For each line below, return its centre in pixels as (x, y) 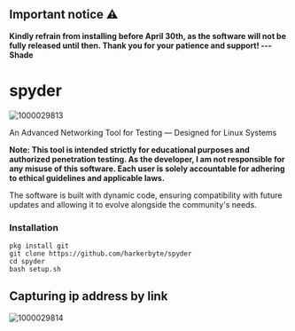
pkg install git (39, 246)
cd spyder (27, 262)
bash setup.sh (35, 270)
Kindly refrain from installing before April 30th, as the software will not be (147, 35)
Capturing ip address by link (89, 296)
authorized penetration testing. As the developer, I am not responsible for (147, 159)
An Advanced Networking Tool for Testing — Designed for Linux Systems (143, 132)
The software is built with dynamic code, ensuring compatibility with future (146, 195)
